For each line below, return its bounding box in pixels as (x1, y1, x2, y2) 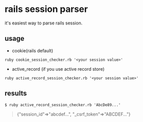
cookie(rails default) (11, 47, 53, 53)
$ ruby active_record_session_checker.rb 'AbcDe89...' (4, 102, 121, 108)
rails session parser (4, 3, 88, 15)
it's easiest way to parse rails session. (4, 20, 83, 26)
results (4, 89, 27, 98)
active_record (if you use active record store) (11, 66, 105, 72)
